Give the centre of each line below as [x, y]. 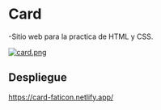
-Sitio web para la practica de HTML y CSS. [81, 36]
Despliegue [38, 78]
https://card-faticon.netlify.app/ [61, 97]
